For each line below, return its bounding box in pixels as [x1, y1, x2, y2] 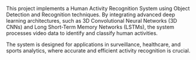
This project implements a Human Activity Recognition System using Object [6, 5, 190, 12]
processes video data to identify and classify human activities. [6, 30, 158, 37]
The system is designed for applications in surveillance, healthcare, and [6, 41, 181, 48]
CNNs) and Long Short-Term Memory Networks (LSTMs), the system [6, 23, 175, 30]
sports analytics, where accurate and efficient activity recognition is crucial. [6, 47, 191, 54]
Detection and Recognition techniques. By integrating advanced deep [6, 11, 175, 18]
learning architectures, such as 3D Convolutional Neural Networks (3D [6, 17, 177, 24]
